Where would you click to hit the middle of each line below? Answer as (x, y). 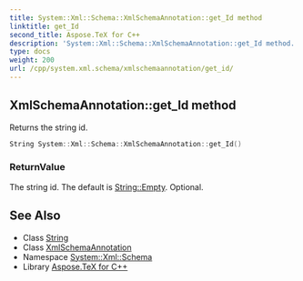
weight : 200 (32, 60)
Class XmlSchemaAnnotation (77, 247)
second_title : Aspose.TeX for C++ (75, 35)
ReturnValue (37, 167)
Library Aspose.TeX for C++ (75, 266)
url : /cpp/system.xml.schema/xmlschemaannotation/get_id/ (121, 69)
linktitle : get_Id (44, 26)
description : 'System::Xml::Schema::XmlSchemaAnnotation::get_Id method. (152, 43)
